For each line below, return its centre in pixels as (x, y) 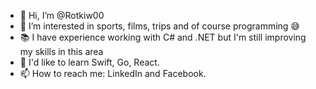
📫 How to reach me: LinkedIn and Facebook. (113, 73)
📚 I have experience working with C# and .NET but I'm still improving (163, 37)
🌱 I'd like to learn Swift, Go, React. (89, 62)
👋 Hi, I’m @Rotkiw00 (62, 15)
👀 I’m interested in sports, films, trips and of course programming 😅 (159, 26)
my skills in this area (61, 51)
